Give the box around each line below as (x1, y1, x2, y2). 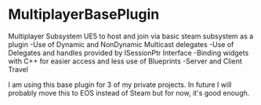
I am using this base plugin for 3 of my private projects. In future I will (8, 80, 232, 89)
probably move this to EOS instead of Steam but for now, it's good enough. (8, 88, 250, 97)
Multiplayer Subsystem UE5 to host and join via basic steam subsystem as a (8, 31, 254, 41)
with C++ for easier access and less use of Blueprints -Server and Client (8, 56, 243, 66)
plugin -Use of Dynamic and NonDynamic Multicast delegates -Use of (8, 39, 234, 49)
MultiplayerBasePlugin (8, 5, 160, 24)
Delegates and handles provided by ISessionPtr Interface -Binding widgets (8, 48, 249, 57)
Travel (8, 64, 29, 74)
